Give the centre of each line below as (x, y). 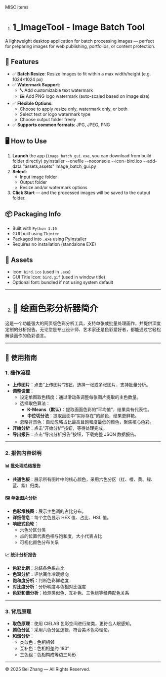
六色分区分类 (33, 530)
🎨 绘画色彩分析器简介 (55, 308)
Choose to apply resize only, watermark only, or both (73, 109)
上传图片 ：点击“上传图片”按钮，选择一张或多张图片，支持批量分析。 (81, 385)
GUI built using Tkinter (36, 234)
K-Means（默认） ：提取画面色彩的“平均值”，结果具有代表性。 (89, 409)
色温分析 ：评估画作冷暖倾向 (41, 574)
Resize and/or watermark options (53, 187)
